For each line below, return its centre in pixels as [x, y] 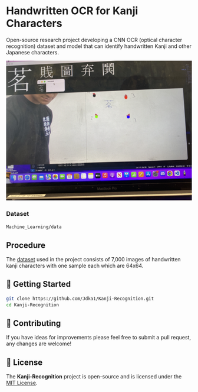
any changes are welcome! [39, 344]
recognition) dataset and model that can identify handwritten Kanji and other [99, 46]
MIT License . [22, 383]
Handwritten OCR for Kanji [72, 11]
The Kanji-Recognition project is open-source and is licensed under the [94, 377]
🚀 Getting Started [39, 284]
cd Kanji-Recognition [33, 305]
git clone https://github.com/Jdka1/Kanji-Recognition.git [80, 299]
